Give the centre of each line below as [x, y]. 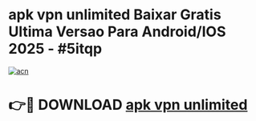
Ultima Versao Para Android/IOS [117, 32]
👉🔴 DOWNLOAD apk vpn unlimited [128, 105]
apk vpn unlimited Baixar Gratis [115, 15]
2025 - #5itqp [55, 49]
